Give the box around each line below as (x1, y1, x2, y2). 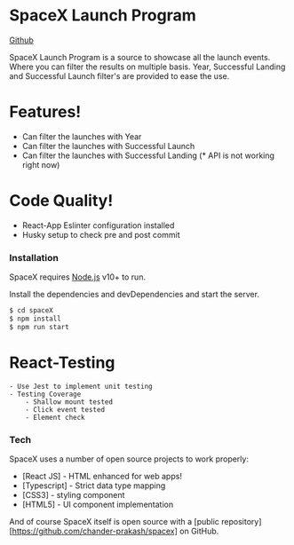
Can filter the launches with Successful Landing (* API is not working (21, 150, 275, 161)
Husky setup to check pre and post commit (21, 229, 180, 240)
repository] (221, 516, 262, 526)
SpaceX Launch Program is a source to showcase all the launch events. (9, 51, 271, 62)
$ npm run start (9, 322, 69, 331)
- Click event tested (25, 405, 105, 414)
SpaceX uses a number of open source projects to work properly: (9, 454, 249, 464)
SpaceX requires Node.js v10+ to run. (9, 272, 147, 282)
